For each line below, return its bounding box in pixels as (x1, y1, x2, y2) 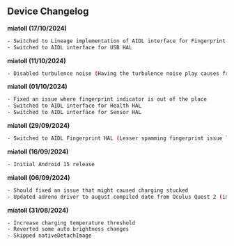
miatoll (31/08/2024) (7, 206, 69, 214)
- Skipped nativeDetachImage (7, 232, 92, 239)
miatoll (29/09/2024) (7, 122, 70, 130)
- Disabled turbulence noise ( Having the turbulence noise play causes (7, 69, 219, 77)
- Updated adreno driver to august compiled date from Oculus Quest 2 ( (7, 193, 223, 200)
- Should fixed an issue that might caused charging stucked (7, 187, 189, 194)
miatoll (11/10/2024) (7, 56, 66, 65)
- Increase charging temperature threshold (7, 219, 136, 227)
